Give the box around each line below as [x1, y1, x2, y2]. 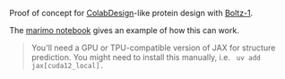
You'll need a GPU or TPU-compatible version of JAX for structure [30, 42, 276, 53]
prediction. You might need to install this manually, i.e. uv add [30, 52, 262, 62]
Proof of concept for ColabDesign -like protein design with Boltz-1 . [9, 8, 254, 18]
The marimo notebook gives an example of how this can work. [9, 25, 239, 35]
